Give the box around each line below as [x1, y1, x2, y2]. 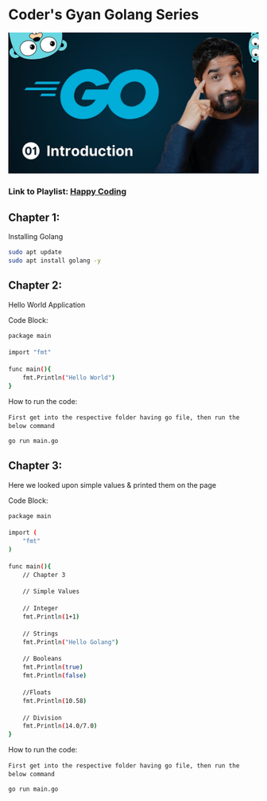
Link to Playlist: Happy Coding [8, 186, 127, 197]
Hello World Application [8, 300, 86, 309]
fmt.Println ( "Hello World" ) [22, 374, 115, 382]
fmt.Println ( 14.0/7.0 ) [22, 722, 98, 730]
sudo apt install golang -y [8, 257, 102, 265]
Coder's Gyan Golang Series [8, 6, 199, 24]
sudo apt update [8, 249, 62, 257]
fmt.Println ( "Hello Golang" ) [22, 638, 119, 646]
